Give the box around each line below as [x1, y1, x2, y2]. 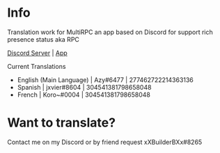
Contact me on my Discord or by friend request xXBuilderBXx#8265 [7, 138, 203, 146]
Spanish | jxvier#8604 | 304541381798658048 [17, 83, 152, 91]
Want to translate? [7, 115, 116, 131]
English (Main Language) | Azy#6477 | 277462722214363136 [17, 75, 194, 84]
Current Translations [7, 62, 66, 70]
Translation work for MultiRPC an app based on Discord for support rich [7, 28, 214, 36]
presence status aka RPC [7, 35, 80, 43]
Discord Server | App [7, 49, 68, 57]
